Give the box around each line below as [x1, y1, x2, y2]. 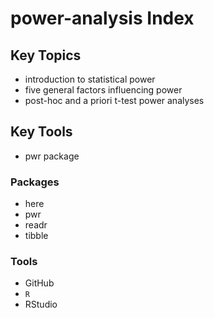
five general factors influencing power [24, 84, 183, 96]
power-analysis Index [10, 7, 195, 30]
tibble [24, 230, 49, 242]
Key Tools [10, 123, 73, 141]
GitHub [24, 277, 55, 289]
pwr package [24, 150, 80, 162]
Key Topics [10, 47, 82, 64]
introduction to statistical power [24, 73, 156, 85]
